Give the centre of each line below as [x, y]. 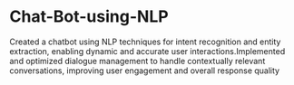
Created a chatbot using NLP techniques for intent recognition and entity [145, 42]
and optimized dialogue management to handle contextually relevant [137, 61]
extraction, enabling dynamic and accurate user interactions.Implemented [147, 51]
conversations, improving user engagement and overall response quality [144, 71]
